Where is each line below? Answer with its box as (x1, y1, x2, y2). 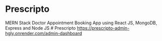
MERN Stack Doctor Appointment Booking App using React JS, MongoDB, (5, 20, 158, 26)
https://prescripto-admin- (77, 25, 130, 31)
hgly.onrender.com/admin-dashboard (5, 30, 82, 36)
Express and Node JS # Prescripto (5, 25, 76, 31)
